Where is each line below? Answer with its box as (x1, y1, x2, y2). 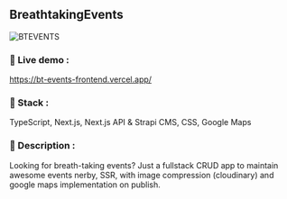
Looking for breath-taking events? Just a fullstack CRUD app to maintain (9, 159, 279, 170)
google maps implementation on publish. (9, 179, 161, 190)
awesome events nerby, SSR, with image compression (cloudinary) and (9, 169, 274, 180)
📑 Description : (9, 140, 76, 152)
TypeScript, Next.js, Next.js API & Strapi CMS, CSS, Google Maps (9, 117, 252, 128)
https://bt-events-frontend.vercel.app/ (9, 74, 152, 85)
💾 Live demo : (9, 53, 69, 66)
